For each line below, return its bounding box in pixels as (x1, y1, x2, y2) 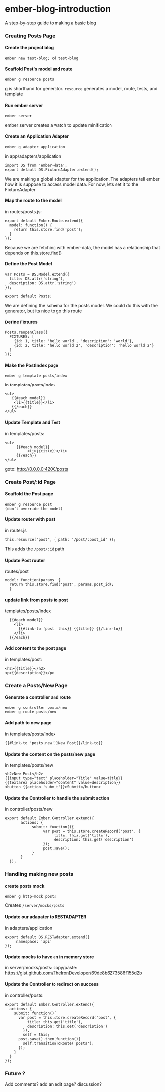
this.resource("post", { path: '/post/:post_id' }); (5, 537, 116, 542)
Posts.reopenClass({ (5, 330, 48, 335)
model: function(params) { (5, 578, 61, 583)
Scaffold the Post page (5, 491, 54, 497)
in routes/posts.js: (5, 208, 42, 214)
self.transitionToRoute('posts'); (23, 1041, 94, 1046)
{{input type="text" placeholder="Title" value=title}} (5, 776, 123, 781)
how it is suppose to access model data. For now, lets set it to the (5, 181, 139, 187)
